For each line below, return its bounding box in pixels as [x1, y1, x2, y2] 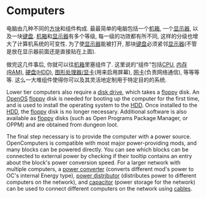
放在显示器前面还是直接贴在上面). [11, 47, 96, 55]
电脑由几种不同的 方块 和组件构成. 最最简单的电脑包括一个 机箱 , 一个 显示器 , [6, 25, 192, 32]
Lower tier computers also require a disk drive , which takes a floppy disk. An [6, 88, 200, 96]
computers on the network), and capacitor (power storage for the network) [6, 178, 196, 186]
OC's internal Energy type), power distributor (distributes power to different [6, 172, 197, 179]
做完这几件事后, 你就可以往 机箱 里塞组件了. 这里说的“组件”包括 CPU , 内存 [6, 61, 188, 68]
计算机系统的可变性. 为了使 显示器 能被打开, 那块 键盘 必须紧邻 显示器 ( [17, 40, 187, 47]
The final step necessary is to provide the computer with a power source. [6, 132, 191, 140]
